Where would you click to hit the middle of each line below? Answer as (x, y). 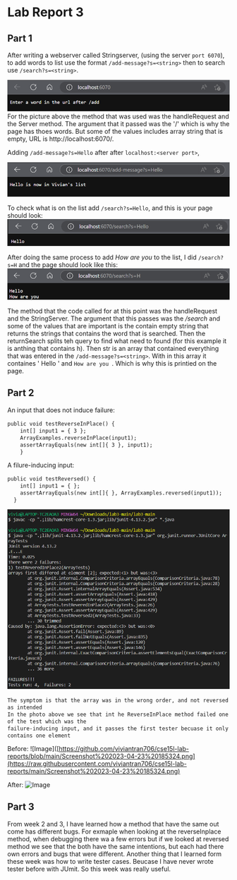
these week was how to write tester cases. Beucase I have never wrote (110, 861)
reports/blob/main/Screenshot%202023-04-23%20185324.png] (101, 756)
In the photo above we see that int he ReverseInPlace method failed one (118, 714)
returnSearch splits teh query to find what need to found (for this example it (117, 341)
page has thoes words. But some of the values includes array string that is (115, 131)
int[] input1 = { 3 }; (53, 430)
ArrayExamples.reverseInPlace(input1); (79, 438)
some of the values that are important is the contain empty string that (108, 326)
